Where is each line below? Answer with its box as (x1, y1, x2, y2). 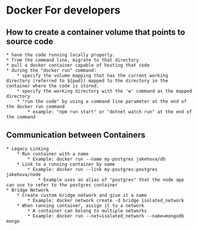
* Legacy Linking (6, 145, 49, 151)
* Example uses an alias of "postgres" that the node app (37, 177, 184, 183)
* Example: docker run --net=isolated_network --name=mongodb (27, 213, 184, 219)
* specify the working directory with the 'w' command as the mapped (17, 88, 193, 94)
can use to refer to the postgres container (6, 182, 118, 188)
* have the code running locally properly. (6, 52, 116, 58)
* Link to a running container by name (17, 161, 116, 167)
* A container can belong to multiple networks (27, 208, 147, 213)
